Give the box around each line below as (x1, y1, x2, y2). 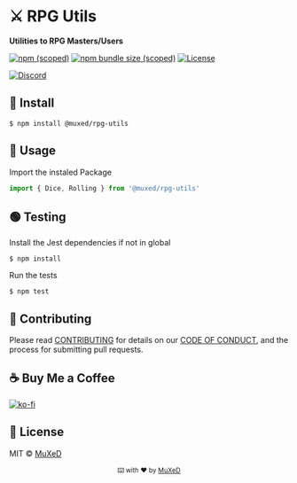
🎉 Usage (9, 144, 56, 159)
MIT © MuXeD (9, 448, 62, 458)
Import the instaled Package (9, 167, 113, 177)
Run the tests (9, 270, 58, 281)
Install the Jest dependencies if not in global (9, 238, 171, 248)
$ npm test (9, 287, 50, 296)
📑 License (9, 425, 65, 440)
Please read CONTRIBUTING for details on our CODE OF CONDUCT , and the (9, 335, 289, 346)
